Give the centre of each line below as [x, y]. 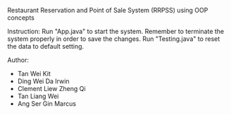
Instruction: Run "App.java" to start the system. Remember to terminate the [116, 31]
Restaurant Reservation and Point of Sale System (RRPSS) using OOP [108, 10]
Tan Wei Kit [34, 74]
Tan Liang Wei [38, 96]
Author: [18, 60]
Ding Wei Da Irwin [43, 81]
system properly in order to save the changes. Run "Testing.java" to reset [114, 39]
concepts [21, 18]
